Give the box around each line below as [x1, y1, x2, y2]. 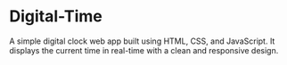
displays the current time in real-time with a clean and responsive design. [9, 45, 279, 55]
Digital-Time [9, 6, 102, 27]
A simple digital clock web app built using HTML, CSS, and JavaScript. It [9, 36, 275, 46]
